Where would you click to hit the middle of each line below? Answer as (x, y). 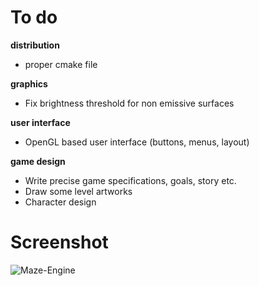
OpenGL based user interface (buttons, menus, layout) (137, 142)
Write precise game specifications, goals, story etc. (130, 180)
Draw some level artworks (78, 191)
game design (38, 161)
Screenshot (59, 242)
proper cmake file (61, 64)
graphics (29, 83)
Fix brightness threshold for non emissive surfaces (129, 103)
